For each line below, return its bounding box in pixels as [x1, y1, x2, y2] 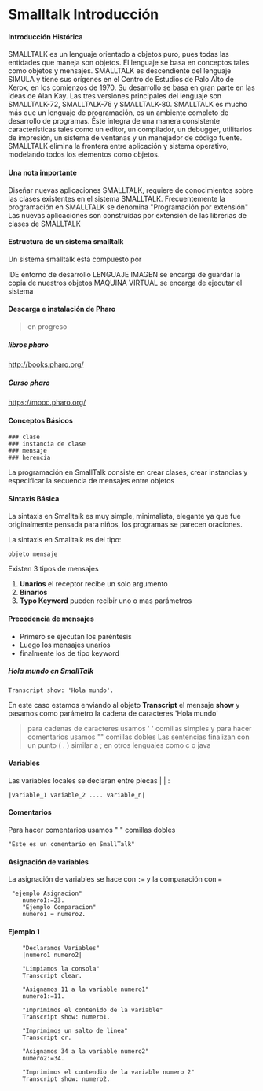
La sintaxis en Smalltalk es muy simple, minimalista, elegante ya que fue [8, 512, 241, 521]
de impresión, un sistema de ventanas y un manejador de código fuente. [8, 133, 243, 142]
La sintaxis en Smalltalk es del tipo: [8, 535, 122, 545]
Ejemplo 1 [8, 926, 40, 936]
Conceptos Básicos [8, 416, 73, 425]
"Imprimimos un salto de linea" [22, 1027, 128, 1035]
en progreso [27, 322, 68, 331]
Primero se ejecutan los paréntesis [19, 631, 132, 641]
